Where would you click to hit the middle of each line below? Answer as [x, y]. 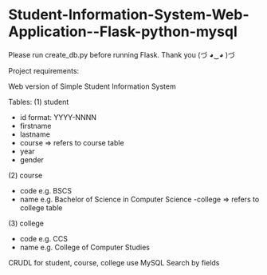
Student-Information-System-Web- [129, 15]
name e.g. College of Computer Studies [84, 247]
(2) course [26, 175]
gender [31, 159]
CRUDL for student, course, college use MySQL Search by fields [114, 262]
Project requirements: [44, 70]
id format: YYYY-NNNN [58, 117]
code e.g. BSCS [45, 190]
